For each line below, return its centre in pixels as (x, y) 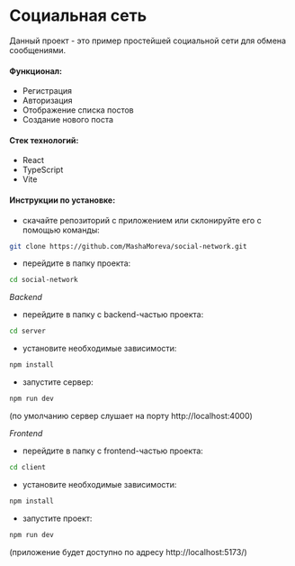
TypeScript (43, 170)
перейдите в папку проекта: (76, 263)
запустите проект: (57, 518)
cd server (28, 331)
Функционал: (36, 71)
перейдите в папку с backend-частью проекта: (113, 315)
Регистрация (47, 91)
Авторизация (48, 101)
